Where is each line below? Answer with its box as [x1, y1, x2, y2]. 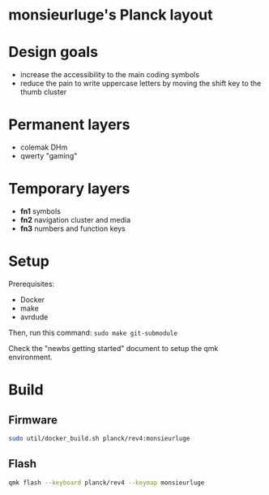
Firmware [8, 413, 58, 427]
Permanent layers [8, 115, 130, 134]
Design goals [8, 43, 99, 62]
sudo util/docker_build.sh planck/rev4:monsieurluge [8, 434, 190, 442]
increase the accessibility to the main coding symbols [19, 70, 200, 80]
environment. [8, 352, 53, 362]
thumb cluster [19, 87, 67, 97]
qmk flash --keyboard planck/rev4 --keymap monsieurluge [8, 478, 205, 487]
